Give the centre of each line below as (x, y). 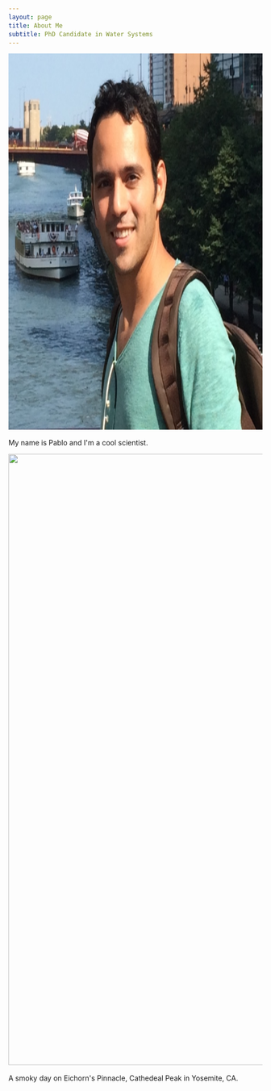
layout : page (30, 17)
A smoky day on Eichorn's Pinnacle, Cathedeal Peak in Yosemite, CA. (123, 1078)
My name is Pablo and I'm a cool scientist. (78, 443)
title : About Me (35, 25)
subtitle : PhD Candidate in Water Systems (81, 34)
